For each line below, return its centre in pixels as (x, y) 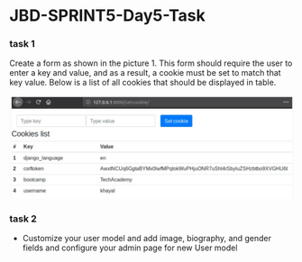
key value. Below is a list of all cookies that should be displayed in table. (143, 83)
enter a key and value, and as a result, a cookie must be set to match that (145, 73)
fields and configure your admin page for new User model (130, 248)
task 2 (23, 219)
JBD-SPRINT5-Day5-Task (107, 16)
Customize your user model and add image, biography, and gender (147, 239)
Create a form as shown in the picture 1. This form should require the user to (151, 63)
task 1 (23, 44)
